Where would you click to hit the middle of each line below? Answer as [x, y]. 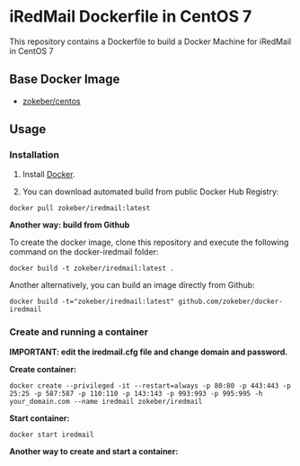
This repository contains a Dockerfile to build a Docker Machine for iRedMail [150, 41]
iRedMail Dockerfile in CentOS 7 [131, 17]
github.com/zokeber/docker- [230, 302]
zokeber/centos [51, 101]
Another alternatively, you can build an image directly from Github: [132, 285]
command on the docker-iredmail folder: [84, 252]
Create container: [43, 369]
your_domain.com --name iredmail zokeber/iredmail [106, 401]
